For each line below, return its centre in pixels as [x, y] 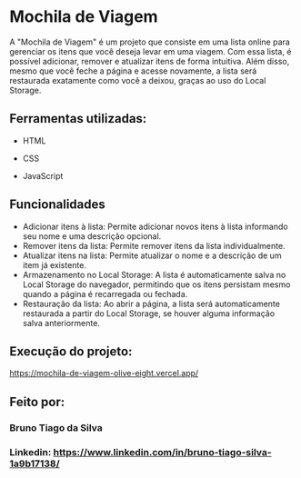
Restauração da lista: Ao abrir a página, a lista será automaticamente [151, 304]
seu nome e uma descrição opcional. [92, 236]
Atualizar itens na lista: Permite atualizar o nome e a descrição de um [152, 255]
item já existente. [54, 264]
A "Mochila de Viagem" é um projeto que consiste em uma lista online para [150, 42]
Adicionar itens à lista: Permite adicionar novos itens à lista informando [155, 226]
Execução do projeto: [71, 351]
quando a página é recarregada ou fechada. [105, 294]
